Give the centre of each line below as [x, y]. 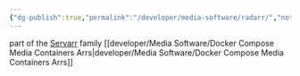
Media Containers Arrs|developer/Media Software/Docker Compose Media [146, 52]
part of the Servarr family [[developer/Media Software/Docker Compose [142, 43]
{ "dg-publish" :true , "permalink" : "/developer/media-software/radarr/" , [143, 17]
